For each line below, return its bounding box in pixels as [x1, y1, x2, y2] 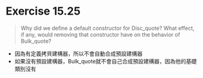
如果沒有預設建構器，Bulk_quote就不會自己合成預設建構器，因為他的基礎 [14, 57, 197, 65]
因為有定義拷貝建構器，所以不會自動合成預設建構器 [14, 50, 143, 57]
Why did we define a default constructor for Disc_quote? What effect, [20, 24, 195, 32]
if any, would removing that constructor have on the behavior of [20, 30, 181, 38]
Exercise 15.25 [5, 4, 81, 18]
